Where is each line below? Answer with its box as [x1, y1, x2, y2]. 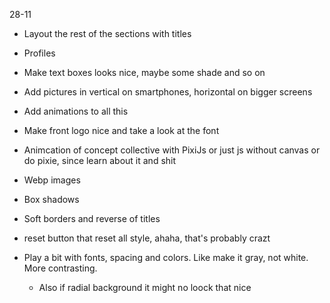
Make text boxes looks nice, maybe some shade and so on [23, 67, 266, 78]
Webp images [23, 174, 81, 186]
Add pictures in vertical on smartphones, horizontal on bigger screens [23, 86, 313, 98]
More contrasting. [23, 262, 98, 274]
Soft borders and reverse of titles [23, 213, 161, 224]
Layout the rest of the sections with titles [23, 28, 192, 39]
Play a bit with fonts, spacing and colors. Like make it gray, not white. [23, 252, 309, 263]
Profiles [23, 47, 56, 59]
